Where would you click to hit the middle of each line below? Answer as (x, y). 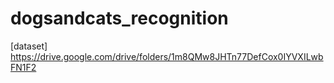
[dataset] (29, 46)
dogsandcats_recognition (119, 18)
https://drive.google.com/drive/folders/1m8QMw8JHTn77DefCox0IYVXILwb (167, 56)
